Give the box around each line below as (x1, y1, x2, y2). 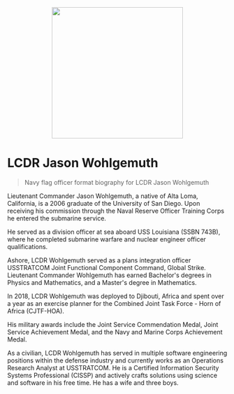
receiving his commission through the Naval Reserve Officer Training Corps (7, 206, 225, 215)
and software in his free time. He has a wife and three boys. (7, 378, 180, 387)
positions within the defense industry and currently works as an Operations (7, 356, 224, 365)
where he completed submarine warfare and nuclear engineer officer (7, 234, 206, 244)
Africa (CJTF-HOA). (7, 307, 65, 315)
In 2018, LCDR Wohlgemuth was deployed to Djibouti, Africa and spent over (7, 292, 225, 300)
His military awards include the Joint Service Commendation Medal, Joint (7, 320, 219, 328)
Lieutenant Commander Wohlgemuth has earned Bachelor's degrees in (7, 271, 212, 279)
